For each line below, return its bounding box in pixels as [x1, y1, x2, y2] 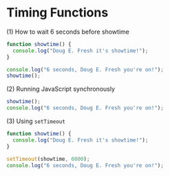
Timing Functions [6, 5, 109, 21]
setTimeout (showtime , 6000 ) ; [6, 155, 90, 162]
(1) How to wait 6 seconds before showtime [6, 27, 130, 36]
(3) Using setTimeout [6, 117, 66, 125]
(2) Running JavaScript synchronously [6, 85, 115, 93]
